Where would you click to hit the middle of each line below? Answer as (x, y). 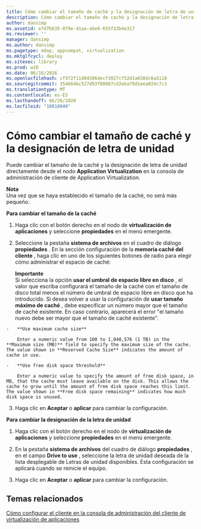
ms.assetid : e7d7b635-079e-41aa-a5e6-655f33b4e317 (71, 28)
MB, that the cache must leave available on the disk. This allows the (97, 381)
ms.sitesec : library (32, 62)
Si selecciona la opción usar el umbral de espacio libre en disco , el (99, 280)
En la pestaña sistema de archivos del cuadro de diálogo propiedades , (103, 450)
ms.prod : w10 (22, 67)
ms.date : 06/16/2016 (32, 73)
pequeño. (18, 202)
